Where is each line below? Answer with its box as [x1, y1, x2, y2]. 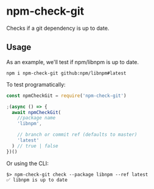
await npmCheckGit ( [12, 109, 61, 115]
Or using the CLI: [6, 160, 49, 167]
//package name [17, 115, 56, 121]
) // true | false [12, 143, 59, 149]
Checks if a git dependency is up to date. [6, 24, 110, 32]
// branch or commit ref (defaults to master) [17, 132, 138, 138]
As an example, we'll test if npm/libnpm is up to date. [6, 58, 139, 65]
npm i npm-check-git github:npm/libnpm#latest [6, 70, 127, 76]
